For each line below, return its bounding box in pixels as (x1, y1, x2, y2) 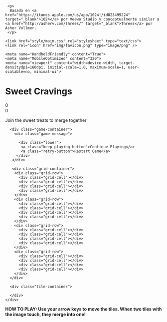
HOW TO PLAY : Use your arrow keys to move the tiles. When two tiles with (5, 306, 162, 312)
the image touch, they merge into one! (5, 311, 86, 317)
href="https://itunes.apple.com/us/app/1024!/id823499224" (5, 12, 131, 17)
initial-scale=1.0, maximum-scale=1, (47, 65, 126, 70)
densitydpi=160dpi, (5, 65, 46, 70)
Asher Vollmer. (5, 25, 37, 30)
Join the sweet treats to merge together (5, 117, 87, 123)
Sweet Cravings (5, 86, 72, 97)
